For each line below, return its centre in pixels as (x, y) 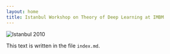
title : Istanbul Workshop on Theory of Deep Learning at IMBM (85, 17)
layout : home (22, 12)
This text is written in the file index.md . (53, 46)
